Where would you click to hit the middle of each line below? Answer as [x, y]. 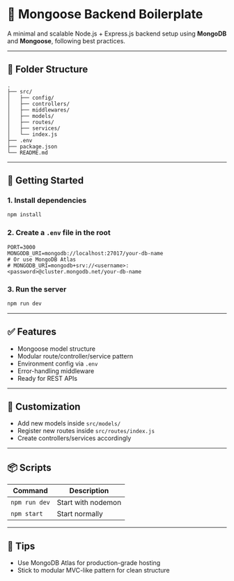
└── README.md [28, 153]
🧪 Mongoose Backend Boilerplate [105, 14]
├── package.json [32, 146]
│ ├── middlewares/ [39, 110]
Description [89, 491]
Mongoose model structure [56, 349]
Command [31, 491]
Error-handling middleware [56, 371]
